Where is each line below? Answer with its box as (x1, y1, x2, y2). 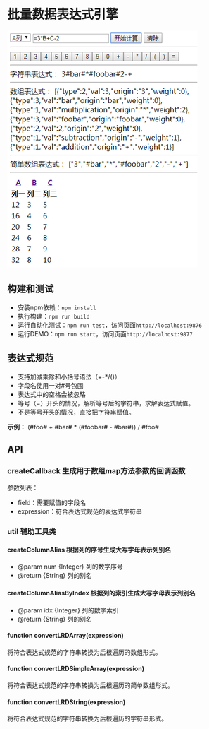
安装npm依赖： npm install (17, 303, 96, 312)
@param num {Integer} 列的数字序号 (17, 562, 123, 571)
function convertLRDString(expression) (7, 697, 126, 706)
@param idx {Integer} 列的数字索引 (17, 605, 120, 615)
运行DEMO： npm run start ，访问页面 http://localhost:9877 (17, 329, 194, 338)
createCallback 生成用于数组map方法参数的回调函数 (7, 466, 186, 475)
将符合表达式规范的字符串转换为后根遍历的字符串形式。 (7, 714, 167, 723)
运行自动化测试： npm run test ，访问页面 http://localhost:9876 (17, 321, 203, 329)
